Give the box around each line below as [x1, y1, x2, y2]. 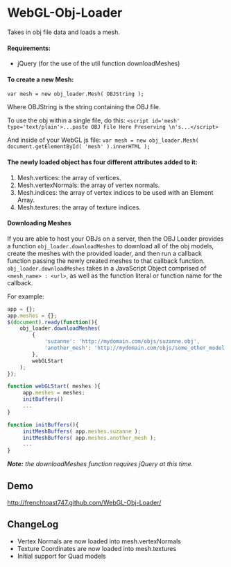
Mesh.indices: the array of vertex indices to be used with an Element [17, 188, 214, 196]
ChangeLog [7, 518, 59, 530]
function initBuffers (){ [7, 421, 79, 429]
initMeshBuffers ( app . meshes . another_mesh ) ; [22, 434, 157, 441]
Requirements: [7, 44, 51, 52]
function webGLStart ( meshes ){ [7, 383, 101, 390]
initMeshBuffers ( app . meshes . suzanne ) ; [22, 428, 141, 435]
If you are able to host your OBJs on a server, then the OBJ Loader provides [7, 234, 224, 243]
